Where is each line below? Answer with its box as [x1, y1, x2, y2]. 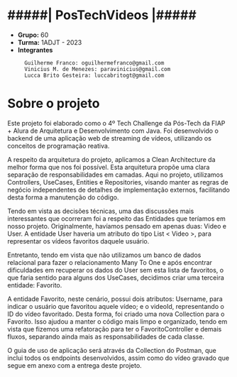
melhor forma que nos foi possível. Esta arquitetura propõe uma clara [7, 163, 210, 171]
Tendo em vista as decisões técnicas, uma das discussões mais [7, 207, 194, 215]
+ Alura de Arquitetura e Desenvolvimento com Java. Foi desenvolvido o [7, 126, 219, 135]
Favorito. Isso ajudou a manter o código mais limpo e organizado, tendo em [7, 317, 228, 326]
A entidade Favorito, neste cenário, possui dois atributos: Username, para [7, 295, 224, 303]
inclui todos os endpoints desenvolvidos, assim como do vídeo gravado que [7, 354, 229, 362]
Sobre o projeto [7, 96, 100, 111]
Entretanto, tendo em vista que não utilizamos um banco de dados [7, 251, 202, 259]
